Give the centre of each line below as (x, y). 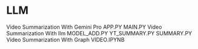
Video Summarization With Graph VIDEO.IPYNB (66, 39)
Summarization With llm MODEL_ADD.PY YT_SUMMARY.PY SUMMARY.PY (99, 33)
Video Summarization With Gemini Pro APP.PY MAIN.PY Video (84, 27)
